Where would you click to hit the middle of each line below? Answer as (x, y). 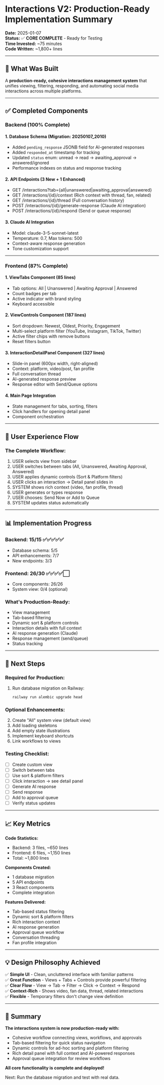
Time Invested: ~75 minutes (34, 43)
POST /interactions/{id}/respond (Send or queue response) (72, 211)
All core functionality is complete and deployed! (55, 1068)
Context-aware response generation (49, 243)
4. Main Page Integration (31, 395)
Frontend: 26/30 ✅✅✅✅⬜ (37, 573)
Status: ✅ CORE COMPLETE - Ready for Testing (54, 38)
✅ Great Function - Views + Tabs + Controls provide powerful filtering (76, 980)
